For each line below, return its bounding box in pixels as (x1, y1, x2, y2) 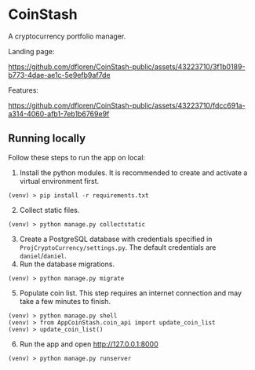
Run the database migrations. (19, 259, 115, 269)
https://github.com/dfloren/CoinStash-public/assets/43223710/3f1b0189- (8, 61, 246, 71)
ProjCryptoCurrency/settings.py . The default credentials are (19, 242, 217, 252)
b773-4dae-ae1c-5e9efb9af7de (8, 70, 111, 79)
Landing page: (8, 46, 55, 56)
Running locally (8, 132, 86, 145)
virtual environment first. (19, 176, 100, 185)
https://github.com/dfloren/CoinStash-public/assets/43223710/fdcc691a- (8, 101, 246, 110)
